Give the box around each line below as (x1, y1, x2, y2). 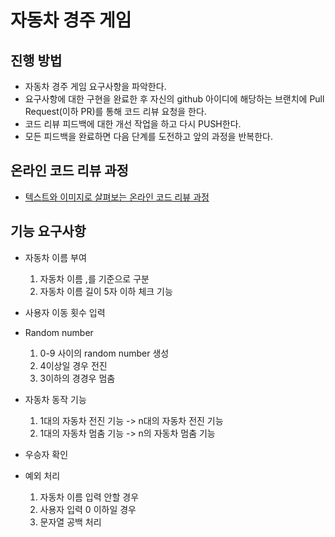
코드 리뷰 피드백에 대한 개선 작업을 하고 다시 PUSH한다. (24, 118, 242, 130)
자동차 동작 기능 (24, 393, 87, 405)
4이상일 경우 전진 (39, 359, 108, 371)
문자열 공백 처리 (39, 516, 102, 528)
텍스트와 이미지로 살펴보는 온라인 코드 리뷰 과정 (24, 191, 210, 203)
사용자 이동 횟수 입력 (24, 306, 106, 318)
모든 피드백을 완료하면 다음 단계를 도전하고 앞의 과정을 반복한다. (24, 131, 273, 142)
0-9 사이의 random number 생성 (39, 347, 170, 359)
